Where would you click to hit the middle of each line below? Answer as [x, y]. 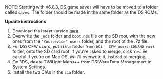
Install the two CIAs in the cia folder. [48, 72]
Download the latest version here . [46, 31]
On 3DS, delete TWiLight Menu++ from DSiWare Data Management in [82, 62]
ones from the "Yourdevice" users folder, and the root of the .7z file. [81, 41]
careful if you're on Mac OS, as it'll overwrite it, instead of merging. [79, 57]
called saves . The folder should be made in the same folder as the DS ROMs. [81, 12]
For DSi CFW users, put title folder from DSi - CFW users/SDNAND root [83, 46]
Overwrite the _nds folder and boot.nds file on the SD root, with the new [84, 36]
